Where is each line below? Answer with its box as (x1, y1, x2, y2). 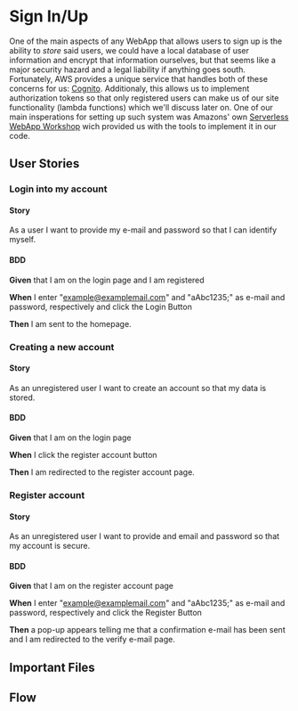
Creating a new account (9, 340, 115, 353)
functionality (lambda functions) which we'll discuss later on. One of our (9, 102, 274, 112)
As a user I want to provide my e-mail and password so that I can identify (9, 225, 278, 235)
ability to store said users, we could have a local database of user (9, 45, 249, 55)
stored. (9, 392, 36, 403)
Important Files (9, 659, 95, 674)
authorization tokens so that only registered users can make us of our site (9, 92, 279, 103)
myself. (9, 234, 36, 245)
